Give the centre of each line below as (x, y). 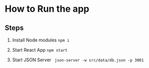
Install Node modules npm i (41, 40)
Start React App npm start (40, 50)
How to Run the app (47, 9)
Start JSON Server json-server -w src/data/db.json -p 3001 (78, 60)
